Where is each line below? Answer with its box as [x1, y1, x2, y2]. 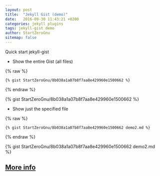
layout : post [5, 7, 32, 12]
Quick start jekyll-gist [5, 48, 49, 55]
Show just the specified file [12, 106, 69, 112]
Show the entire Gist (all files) [12, 58, 73, 64]
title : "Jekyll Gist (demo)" [5, 12, 68, 17]
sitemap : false [5, 35, 37, 40]
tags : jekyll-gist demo [5, 26, 55, 31]
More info [5, 163, 36, 172]
